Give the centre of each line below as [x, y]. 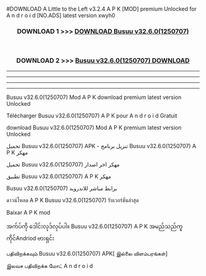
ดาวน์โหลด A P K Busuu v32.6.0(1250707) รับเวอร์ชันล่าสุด [73, 200]
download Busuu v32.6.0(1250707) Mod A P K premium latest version [94, 127]
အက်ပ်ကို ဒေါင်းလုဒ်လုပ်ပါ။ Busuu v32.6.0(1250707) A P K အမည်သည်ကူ [94, 226]
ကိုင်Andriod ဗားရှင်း [31, 238]
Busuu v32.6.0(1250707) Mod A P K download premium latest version [94, 97]
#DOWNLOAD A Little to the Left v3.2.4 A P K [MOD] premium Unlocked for [102, 9]
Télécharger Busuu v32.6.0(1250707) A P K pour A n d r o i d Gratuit [92, 116]
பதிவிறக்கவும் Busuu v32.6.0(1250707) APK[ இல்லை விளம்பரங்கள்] [87, 253]
